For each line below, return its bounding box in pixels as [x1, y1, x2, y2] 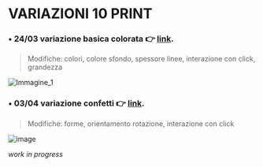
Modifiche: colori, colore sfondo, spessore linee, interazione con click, [27, 54, 256, 64]
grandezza [27, 62, 63, 72]
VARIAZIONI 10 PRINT [8, 5, 153, 23]
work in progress [8, 149, 63, 158]
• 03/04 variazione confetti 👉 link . [8, 98, 145, 109]
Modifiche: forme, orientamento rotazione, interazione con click [27, 119, 235, 128]
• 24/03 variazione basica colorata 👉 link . [8, 33, 175, 44]
